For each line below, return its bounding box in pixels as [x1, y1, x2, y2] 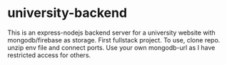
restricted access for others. [7, 51, 91, 59]
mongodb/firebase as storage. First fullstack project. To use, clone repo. [7, 35, 221, 44]
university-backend [7, 5, 127, 21]
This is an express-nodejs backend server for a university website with [7, 28, 216, 37]
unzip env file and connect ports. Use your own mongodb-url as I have [7, 43, 216, 52]
